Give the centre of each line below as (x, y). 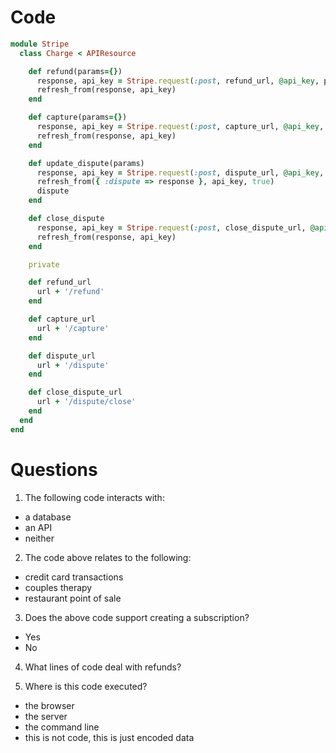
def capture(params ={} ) (78, 117)
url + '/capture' (73, 328)
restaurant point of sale (73, 598)
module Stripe (40, 44)
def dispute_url (62, 356)
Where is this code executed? (86, 686)
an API (38, 527)
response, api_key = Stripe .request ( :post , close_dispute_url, (171, 227)
